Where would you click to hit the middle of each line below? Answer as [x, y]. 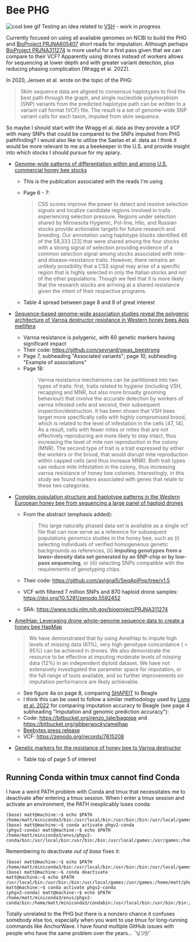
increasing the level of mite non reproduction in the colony [108, 441]
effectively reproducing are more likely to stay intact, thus [107, 436]
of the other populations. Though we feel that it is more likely [111, 278]
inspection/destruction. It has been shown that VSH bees [106, 410]
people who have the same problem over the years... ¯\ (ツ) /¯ [79, 933]
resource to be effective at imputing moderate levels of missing [105, 657]
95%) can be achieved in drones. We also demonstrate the [99, 650]
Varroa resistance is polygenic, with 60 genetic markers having [99, 337]
